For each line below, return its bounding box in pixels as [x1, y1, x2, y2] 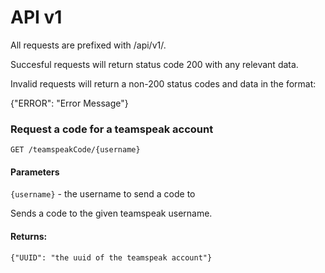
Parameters [10, 166, 60, 178]
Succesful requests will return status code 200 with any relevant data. [10, 58, 299, 70]
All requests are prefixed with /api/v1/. [10, 39, 167, 51]
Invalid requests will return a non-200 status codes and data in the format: [10, 77, 317, 90]
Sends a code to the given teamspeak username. [10, 207, 213, 220]
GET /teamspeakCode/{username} [10, 145, 141, 155]
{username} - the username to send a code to [10, 188, 196, 200]
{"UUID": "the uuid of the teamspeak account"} [10, 252, 213, 263]
